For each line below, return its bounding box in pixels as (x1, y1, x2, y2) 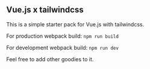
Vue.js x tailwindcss (6, 5, 84, 15)
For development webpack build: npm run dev (6, 44, 119, 51)
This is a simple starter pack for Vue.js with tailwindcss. (6, 20, 145, 28)
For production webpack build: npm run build (6, 32, 119, 40)
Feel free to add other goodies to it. (6, 55, 94, 62)
